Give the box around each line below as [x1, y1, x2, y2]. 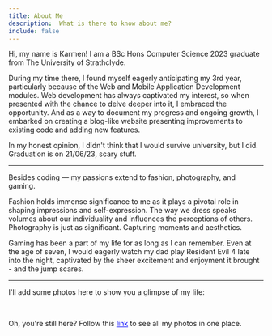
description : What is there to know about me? [8, 19, 172, 28]
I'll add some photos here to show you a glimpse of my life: [8, 287, 205, 297]
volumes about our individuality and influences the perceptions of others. [8, 214, 253, 223]
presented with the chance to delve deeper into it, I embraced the [8, 99, 227, 109]
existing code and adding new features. [8, 125, 140, 134]
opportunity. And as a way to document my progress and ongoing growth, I [8, 108, 259, 117]
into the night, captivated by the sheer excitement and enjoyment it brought [8, 256, 260, 266]
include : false [8, 27, 60, 35]
